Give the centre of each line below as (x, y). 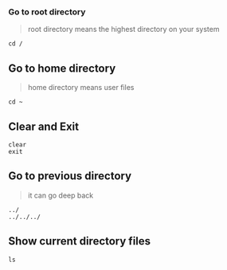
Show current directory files (80, 241)
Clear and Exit (44, 126)
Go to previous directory (70, 176)
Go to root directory (47, 12)
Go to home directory (62, 68)
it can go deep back (61, 195)
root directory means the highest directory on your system (123, 29)
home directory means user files (81, 88)
